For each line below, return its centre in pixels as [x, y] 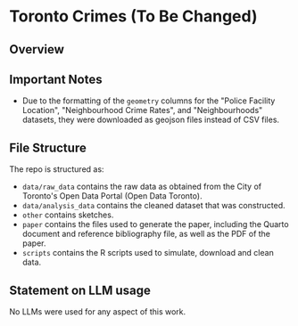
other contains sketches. [68, 215]
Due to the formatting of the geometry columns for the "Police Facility [149, 101]
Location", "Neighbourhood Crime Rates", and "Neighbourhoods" [142, 110]
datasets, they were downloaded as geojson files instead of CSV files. [150, 120]
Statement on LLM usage [80, 290]
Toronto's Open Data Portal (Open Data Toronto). [112, 196]
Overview [37, 49]
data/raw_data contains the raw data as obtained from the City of [141, 187]
